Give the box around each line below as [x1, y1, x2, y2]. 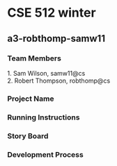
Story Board [7, 131, 49, 140]
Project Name [7, 94, 54, 103]
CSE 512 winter [7, 5, 96, 21]
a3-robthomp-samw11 [7, 33, 106, 44]
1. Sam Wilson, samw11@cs [7, 69, 86, 77]
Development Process [7, 149, 84, 159]
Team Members [7, 53, 61, 63]
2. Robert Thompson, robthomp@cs [7, 76, 111, 85]
